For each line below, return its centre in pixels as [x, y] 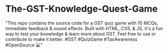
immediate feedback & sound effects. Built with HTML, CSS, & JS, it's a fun [84, 28]
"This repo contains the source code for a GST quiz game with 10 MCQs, [82, 23]
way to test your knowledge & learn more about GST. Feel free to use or [81, 34]
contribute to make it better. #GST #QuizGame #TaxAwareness [71, 39]
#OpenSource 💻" [24, 45]
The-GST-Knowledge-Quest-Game [81, 9]
